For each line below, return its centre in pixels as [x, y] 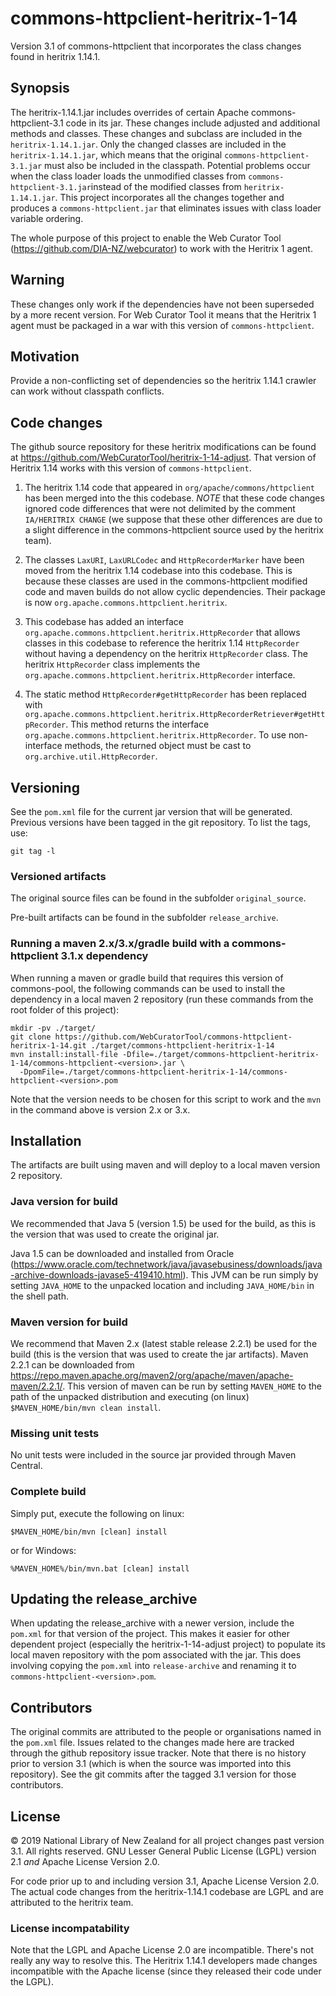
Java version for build [64, 1202]
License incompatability [70, 1928]
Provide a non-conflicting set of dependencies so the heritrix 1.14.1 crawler [163, 381]
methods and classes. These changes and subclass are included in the [156, 133]
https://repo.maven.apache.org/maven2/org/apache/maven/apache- [152, 1375]
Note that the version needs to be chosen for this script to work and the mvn [166, 1099]
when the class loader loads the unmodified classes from [128, 176]
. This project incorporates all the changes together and [169, 197]
